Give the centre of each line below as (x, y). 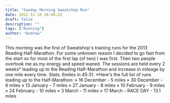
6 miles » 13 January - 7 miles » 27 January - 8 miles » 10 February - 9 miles (85, 85)
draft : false (19, 19)
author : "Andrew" (24, 33)
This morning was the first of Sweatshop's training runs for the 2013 (76, 48)
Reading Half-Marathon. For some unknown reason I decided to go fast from (85, 53)
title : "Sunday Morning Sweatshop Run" (47, 10)
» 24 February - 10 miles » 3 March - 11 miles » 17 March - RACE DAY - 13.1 (83, 91)
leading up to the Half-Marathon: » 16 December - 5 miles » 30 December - (84, 80)
